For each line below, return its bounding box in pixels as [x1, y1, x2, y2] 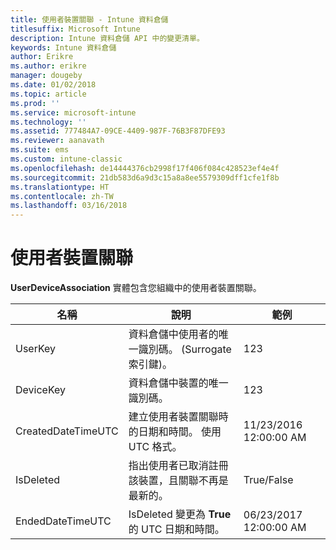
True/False [243, 473, 294, 487]
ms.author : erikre [10, 61, 87, 71]
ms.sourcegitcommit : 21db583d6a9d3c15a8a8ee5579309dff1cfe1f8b [10, 172, 280, 183]
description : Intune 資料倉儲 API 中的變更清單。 [10, 33, 205, 43]
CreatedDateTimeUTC [15, 424, 119, 438]
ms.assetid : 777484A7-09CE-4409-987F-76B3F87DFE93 [10, 126, 226, 136]
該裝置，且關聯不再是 [128, 474, 229, 488]
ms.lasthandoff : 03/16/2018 [10, 201, 128, 211]
